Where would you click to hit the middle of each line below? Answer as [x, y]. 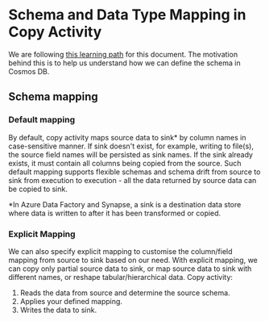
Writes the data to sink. [58, 310]
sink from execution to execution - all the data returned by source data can [132, 180]
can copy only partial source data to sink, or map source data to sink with [130, 269]
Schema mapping [53, 97]
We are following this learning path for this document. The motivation [123, 54]
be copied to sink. [38, 189]
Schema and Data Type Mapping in [127, 15]
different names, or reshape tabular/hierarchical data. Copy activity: [121, 277]
